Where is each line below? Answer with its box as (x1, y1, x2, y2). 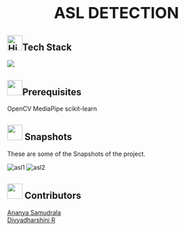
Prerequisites (22, 86, 82, 98)
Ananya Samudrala (7, 208, 61, 216)
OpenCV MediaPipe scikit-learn (7, 104, 98, 113)
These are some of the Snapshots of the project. (7, 150, 146, 158)
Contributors (24, 190, 82, 202)
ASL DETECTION (53, 3, 179, 23)
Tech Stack (22, 41, 72, 53)
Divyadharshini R (7, 216, 55, 224)
